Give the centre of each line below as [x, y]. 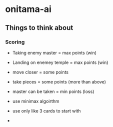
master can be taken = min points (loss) [53, 91]
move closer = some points [40, 72]
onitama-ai [28, 9]
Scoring [15, 42]
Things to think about [39, 28]
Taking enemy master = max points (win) [54, 52]
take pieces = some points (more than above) [59, 81]
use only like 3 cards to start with [46, 110]
